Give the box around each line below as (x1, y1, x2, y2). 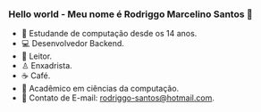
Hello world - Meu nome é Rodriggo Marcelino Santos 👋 (8, 8, 253, 20)
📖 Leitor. (21, 51, 53, 61)
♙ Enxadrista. (21, 60, 72, 71)
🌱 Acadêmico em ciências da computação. (21, 84, 180, 94)
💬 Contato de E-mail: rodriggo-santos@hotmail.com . (21, 92, 215, 103)
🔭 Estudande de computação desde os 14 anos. (21, 28, 198, 39)
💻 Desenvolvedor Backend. (21, 38, 124, 49)
